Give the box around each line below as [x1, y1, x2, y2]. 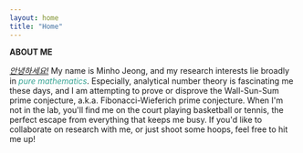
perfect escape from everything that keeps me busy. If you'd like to [9, 115, 263, 126]
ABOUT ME [9, 46, 53, 57]
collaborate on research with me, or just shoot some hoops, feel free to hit [9, 124, 288, 135]
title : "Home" [9, 22, 64, 31]
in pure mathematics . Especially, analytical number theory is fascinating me [9, 76, 294, 87]
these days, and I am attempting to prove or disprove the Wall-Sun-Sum [9, 86, 280, 97]
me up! [9, 134, 37, 145]
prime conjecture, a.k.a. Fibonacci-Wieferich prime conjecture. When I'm [9, 95, 284, 106]
